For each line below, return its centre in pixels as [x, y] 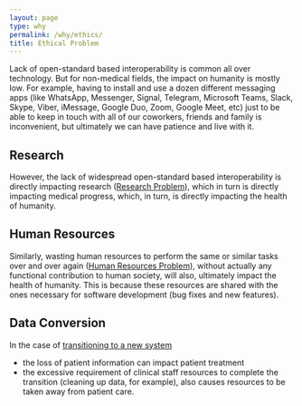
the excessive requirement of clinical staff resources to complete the [150, 372]
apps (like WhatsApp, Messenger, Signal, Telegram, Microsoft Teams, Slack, [151, 98]
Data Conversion [58, 323]
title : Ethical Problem [54, 43]
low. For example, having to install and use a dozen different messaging [142, 88]
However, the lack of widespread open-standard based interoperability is [146, 177]
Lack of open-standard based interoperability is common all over [130, 69]
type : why [28, 26]
